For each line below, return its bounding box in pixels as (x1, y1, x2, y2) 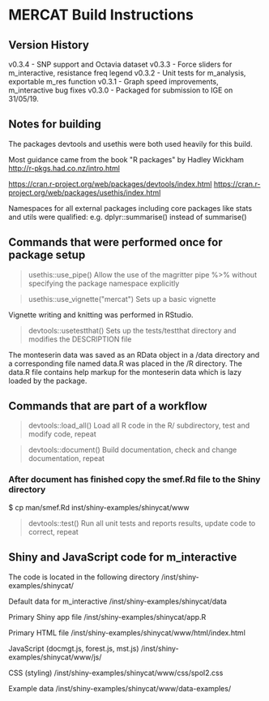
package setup (8, 248, 86, 262)
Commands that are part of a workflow (8, 399, 207, 413)
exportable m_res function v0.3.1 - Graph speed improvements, (8, 77, 219, 86)
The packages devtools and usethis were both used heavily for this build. (8, 139, 253, 148)
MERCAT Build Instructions (8, 6, 194, 24)
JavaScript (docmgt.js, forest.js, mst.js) (8, 643, 139, 653)
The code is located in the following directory (8, 572, 160, 582)
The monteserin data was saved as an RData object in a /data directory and (8, 350, 260, 359)
